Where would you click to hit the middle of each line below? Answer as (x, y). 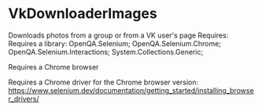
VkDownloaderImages (83, 14)
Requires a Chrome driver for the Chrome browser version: (103, 82)
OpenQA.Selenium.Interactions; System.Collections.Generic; (106, 52)
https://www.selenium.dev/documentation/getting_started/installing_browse (131, 90)
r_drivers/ (24, 98)
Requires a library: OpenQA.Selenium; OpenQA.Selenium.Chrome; (115, 43)
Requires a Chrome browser (54, 66)
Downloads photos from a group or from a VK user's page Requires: (118, 35)
